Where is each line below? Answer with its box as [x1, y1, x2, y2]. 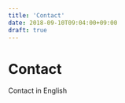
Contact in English [8, 86, 68, 95]
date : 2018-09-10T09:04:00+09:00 [8, 19, 118, 27]
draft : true [8, 26, 47, 34]
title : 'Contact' [8, 11, 65, 20]
